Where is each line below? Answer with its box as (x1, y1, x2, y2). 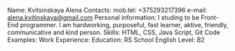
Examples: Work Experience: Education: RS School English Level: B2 (7, 36, 205, 44)
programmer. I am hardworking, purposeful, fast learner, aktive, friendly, (20, 21, 229, 29)
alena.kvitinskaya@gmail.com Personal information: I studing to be (7, 13, 200, 22)
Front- (201, 13, 219, 22)
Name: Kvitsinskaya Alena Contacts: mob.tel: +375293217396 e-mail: (7, 6, 208, 14)
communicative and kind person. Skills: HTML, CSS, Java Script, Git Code (7, 28, 221, 36)
